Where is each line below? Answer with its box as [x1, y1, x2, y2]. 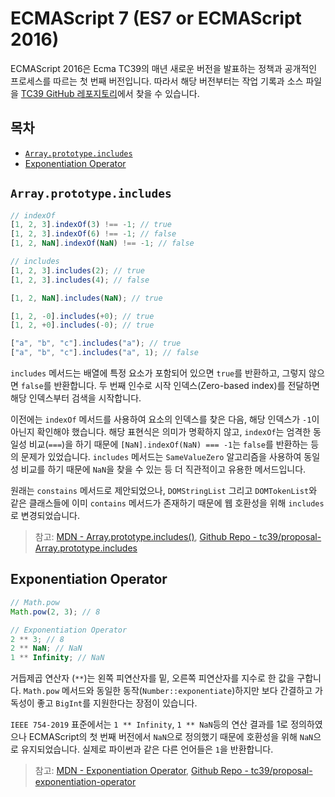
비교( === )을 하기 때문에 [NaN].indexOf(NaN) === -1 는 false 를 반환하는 [28, 438, 309, 451]
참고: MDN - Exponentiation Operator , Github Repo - [34, 765, 249, 777]
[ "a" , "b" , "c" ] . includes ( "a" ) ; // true [10, 338, 182, 349]
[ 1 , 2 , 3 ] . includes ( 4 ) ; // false [10, 275, 150, 285]
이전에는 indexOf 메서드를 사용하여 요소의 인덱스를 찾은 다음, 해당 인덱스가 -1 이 [10, 413, 320, 426]
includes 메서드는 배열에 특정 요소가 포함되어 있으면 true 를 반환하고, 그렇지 [10, 367, 307, 379]
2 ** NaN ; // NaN [10, 643, 83, 654]
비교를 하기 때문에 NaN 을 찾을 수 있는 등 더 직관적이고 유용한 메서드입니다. [20, 463, 307, 476]
